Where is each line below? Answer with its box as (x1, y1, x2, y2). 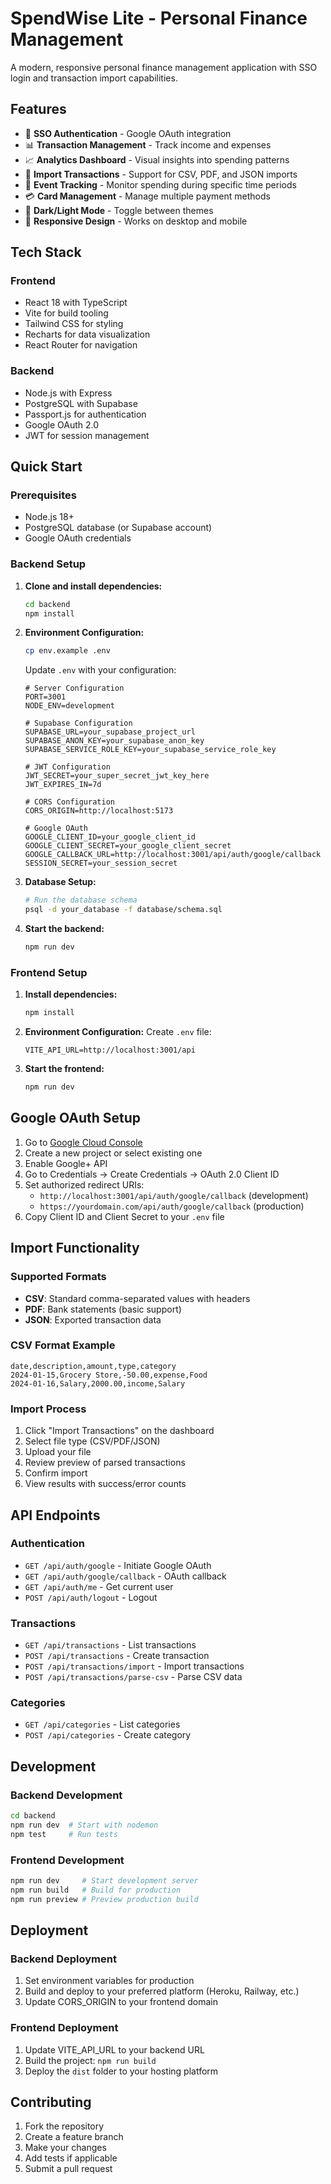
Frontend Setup (10, 965, 88, 979)
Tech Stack (10, 244, 82, 261)
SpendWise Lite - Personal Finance (10, 7, 308, 30)
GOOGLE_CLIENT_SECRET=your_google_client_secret (24, 841, 232, 851)
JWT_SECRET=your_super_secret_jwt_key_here (24, 771, 210, 781)
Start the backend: (24, 923, 105, 935)
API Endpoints (10, 1507, 101, 1524)
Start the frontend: (24, 1063, 105, 1075)
